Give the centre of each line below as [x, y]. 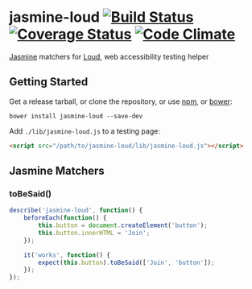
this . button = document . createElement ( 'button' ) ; [123, 225]
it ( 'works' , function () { [67, 255]
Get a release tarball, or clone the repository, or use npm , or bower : [121, 101]
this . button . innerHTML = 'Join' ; [94, 233]
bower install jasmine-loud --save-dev [76, 116]
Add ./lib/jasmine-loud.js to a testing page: [85, 131]
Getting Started [49, 82]
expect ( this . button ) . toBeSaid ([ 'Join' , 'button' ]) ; [127, 262]
